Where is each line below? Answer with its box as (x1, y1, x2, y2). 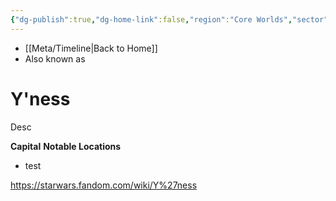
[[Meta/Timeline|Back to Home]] (24, 42, 158, 54)
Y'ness (10, 87, 71, 110)
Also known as (24, 52, 86, 65)
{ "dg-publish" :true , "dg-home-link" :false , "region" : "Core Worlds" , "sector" (10, 14, 329, 25)
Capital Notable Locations (10, 140, 122, 152)
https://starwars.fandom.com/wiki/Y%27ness (10, 179, 198, 191)
